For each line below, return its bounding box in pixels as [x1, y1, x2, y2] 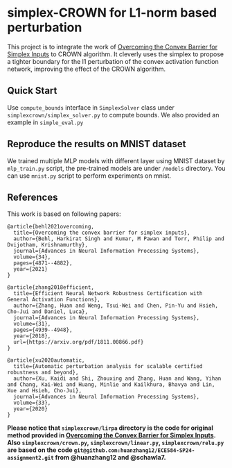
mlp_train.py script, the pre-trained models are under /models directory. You [7, 164, 226, 172]
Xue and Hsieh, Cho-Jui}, [7, 387, 82, 394]
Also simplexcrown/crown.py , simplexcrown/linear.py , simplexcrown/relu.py [7, 439, 224, 447]
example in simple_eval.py [7, 118, 84, 126]
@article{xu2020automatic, [7, 357, 85, 364]
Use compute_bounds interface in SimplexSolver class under [7, 103, 175, 112]
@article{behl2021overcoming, [7, 224, 95, 231]
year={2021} [13, 266, 48, 273]
